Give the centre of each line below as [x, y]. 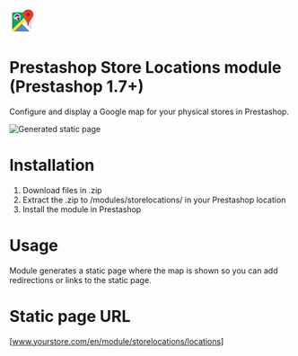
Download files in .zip [62, 190]
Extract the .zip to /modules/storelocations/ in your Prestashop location [154, 200]
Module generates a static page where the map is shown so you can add [144, 271]
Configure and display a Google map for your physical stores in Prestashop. [149, 111]
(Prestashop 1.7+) [77, 87]
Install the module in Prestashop [82, 209]
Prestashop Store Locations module [145, 68]
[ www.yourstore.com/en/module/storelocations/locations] [117, 341]
